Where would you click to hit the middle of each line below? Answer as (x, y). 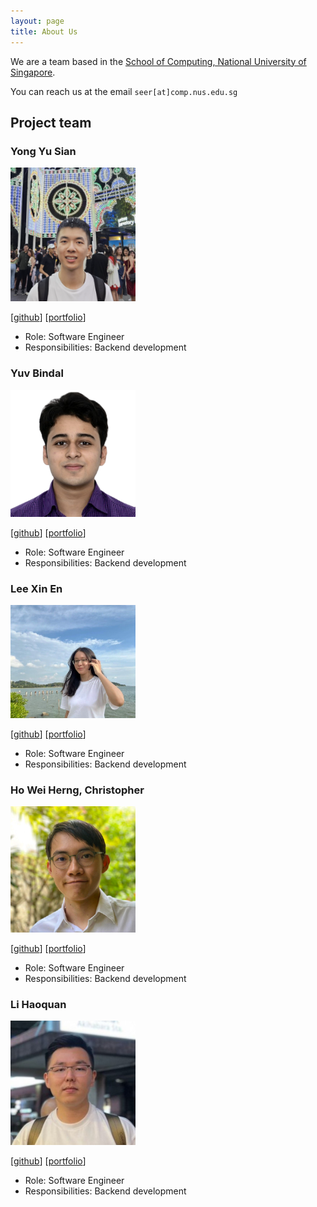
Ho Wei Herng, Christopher (77, 790)
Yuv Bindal (37, 373)
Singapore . (33, 72)
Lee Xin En (36, 588)
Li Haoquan (38, 1005)
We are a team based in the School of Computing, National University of (158, 61)
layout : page (37, 21)
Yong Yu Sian (43, 151)
